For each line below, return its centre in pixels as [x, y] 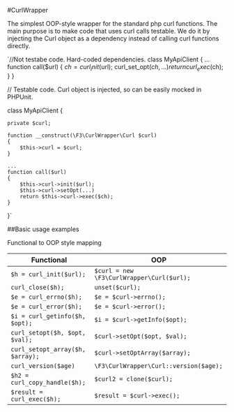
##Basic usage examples [43, 229]
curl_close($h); [38, 287]
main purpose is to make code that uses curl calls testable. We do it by [109, 31]
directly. [19, 46]
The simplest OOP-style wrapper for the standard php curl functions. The [112, 23]
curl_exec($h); [36, 399]
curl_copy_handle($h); [48, 382]
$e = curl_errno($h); [46, 297]
